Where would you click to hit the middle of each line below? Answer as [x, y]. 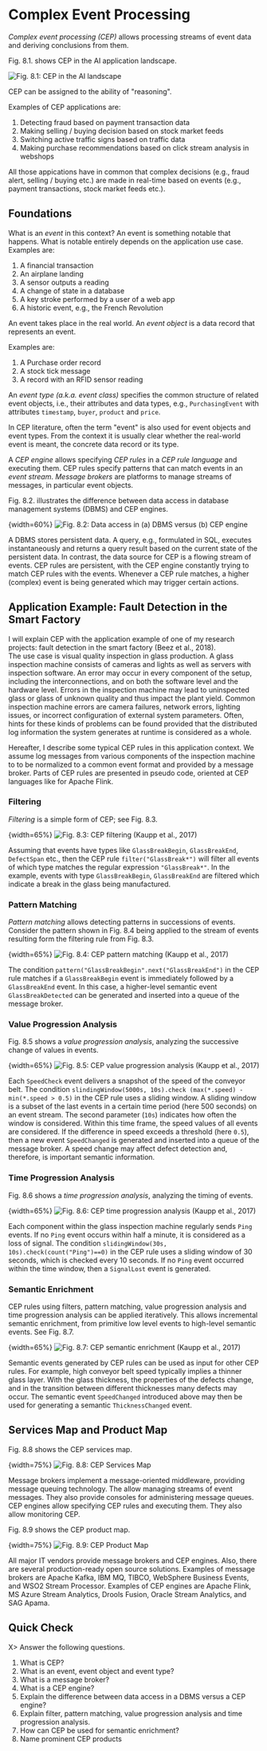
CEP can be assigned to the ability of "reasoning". [90, 91]
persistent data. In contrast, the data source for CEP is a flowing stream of [130, 556]
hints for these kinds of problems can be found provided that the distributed [133, 724]
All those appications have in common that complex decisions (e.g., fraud [129, 171]
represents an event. [42, 332]
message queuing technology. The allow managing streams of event [120, 1489]
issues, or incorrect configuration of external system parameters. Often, [126, 715]
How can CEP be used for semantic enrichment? [99, 1730]
